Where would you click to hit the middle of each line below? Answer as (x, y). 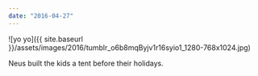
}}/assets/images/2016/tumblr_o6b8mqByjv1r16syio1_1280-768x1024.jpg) (130, 47)
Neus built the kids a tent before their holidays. (86, 63)
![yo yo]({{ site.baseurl (46, 39)
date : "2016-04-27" (41, 16)
